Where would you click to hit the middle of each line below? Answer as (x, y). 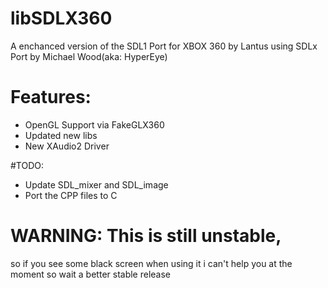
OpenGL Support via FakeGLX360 (94, 124)
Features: (51, 97)
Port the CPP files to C (71, 195)
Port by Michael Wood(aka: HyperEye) (89, 56)
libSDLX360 (61, 18)
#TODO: (27, 165)
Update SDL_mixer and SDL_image (96, 184)
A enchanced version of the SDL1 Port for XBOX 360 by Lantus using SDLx (164, 46)
